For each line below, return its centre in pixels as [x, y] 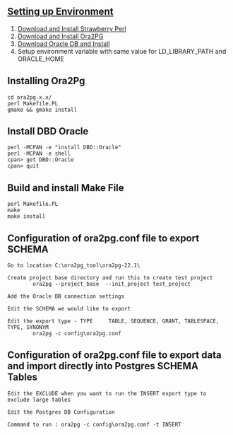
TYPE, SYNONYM [28, 327]
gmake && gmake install [42, 110]
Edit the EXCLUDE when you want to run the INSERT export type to [107, 393]
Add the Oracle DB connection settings [66, 296]
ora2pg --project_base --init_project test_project [112, 284]
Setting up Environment [60, 12]
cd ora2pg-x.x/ [30, 97]
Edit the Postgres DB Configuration [61, 412]
